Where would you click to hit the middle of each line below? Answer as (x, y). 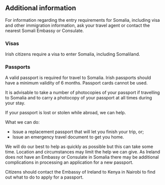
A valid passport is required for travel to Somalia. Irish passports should (78, 78)
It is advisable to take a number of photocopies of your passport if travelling (82, 92)
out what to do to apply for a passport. (44, 177)
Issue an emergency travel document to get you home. (68, 137)
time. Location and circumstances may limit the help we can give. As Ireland (82, 152)
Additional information (41, 8)
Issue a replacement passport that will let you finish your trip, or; (78, 132)
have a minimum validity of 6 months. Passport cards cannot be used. (76, 83)
